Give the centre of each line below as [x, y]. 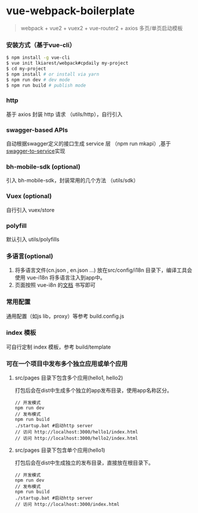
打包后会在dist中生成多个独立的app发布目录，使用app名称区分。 [93, 391]
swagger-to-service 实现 [36, 151]
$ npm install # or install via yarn [53, 74]
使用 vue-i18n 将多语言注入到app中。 [60, 278]
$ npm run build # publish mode [46, 85]
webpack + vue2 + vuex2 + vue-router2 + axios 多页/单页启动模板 [102, 28]
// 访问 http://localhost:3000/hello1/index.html [76, 432]
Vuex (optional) [29, 196]
